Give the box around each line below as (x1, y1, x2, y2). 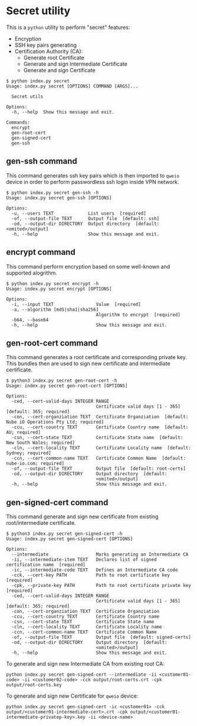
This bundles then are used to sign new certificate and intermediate (6, 360, 171, 367)
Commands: (6, 120, 31, 125)
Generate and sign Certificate (23, 66, 96, 73)
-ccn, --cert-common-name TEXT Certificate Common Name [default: (11, 456, 186, 462)
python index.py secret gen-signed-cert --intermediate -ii (6, 672, 157, 678)
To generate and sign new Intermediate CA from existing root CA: (6, 660, 165, 667)
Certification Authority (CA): (14, 47, 83, 54)
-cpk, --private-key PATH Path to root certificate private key (11, 583, 192, 589)
